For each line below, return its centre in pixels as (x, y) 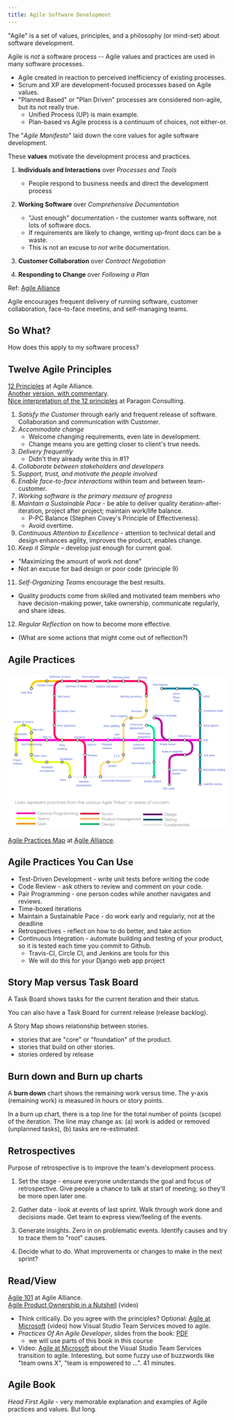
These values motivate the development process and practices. (100, 156)
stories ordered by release (56, 1055)
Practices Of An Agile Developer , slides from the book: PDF (103, 1333)
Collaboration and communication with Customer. (89, 422)
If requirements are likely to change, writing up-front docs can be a (125, 232)
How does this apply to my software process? (73, 347)
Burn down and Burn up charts (76, 1077)
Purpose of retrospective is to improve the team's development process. (112, 1168)
